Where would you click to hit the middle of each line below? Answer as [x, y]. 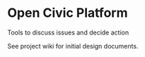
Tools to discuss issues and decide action [68, 32]
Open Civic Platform [68, 13]
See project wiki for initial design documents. [73, 46]
